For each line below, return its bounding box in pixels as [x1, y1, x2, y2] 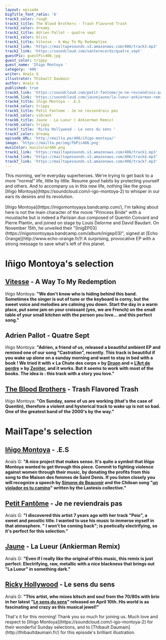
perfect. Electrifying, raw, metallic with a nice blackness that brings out [5, 560, 155, 566]
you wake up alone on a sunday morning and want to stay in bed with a [5, 355, 153, 361]
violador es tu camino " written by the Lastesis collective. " [5, 485, 126, 491]
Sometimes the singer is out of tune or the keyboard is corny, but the [5, 296, 149, 302]
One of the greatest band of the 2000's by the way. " [5, 409, 115, 415]
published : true [5, 85, 39, 90]
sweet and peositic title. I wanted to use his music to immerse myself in [5, 517, 155, 523]
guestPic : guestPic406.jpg [5, 53, 61, 58]
